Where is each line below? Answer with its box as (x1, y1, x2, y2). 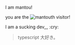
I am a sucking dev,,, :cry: (5, 24, 59, 30)
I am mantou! (5, 5, 33, 10)
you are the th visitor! (5, 14, 70, 20)
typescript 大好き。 (17, 34, 58, 40)
